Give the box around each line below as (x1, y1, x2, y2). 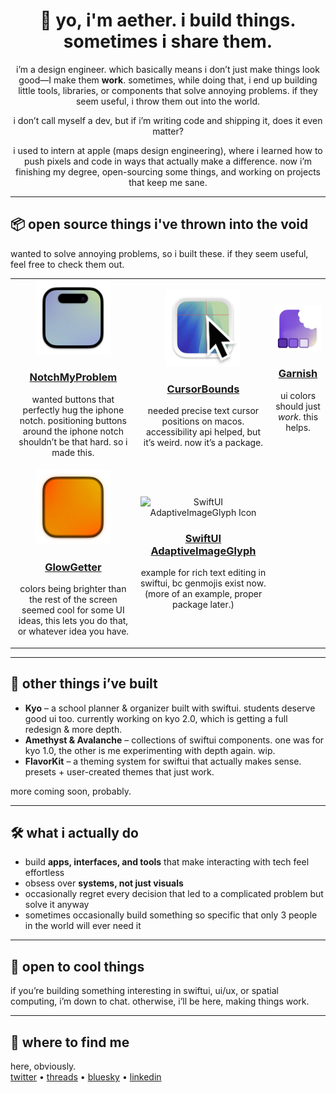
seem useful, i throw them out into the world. (75, 95, 261, 107)
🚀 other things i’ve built (10, 675, 158, 693)
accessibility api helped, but (145, 425, 261, 438)
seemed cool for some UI (21, 604, 125, 616)
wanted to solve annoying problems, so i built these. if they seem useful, (10, 247, 309, 259)
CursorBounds (166, 382, 240, 396)
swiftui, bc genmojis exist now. (139, 577, 267, 589)
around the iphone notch (22, 425, 124, 437)
